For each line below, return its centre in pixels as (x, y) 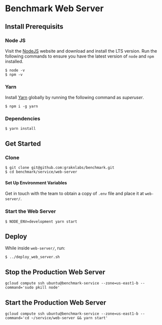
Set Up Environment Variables (36, 183)
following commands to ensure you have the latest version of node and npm (80, 56)
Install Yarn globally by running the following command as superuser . (74, 98)
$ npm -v (14, 74)
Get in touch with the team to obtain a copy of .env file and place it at (74, 194)
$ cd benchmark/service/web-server (41, 172)
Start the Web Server (30, 211)
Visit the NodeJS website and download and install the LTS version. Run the (81, 51)
